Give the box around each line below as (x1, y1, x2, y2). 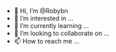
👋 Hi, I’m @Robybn (13, 7, 68, 15)
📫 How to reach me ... (13, 37, 79, 45)
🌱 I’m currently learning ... (13, 22, 89, 30)
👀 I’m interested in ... (13, 14, 74, 22)
